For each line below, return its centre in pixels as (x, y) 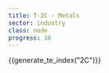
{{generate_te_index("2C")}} (55, 60)
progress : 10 (30, 38)
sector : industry (37, 23)
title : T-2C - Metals (44, 15)
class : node (28, 30)
